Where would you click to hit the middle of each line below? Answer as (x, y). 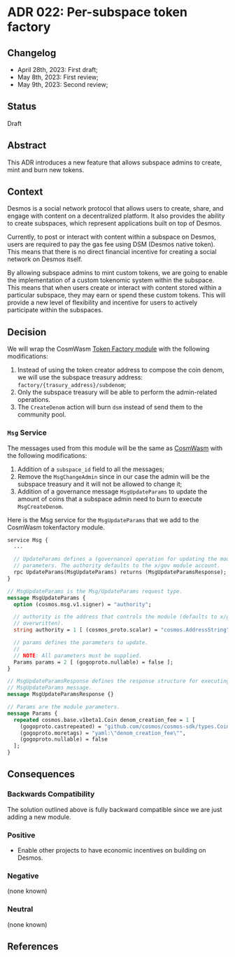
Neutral (20, 909)
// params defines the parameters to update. (81, 643)
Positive (21, 835)
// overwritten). (39, 624)
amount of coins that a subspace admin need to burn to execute (110, 498)
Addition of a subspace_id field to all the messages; (91, 469)
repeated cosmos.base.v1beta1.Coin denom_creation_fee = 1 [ (105, 720)
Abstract (27, 145)
